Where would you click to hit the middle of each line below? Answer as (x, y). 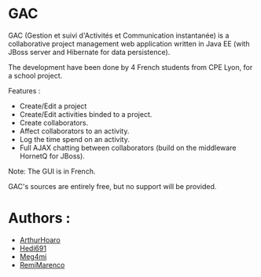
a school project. (35, 75)
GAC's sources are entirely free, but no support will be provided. (112, 186)
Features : (24, 90)
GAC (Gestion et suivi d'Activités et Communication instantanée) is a (119, 35)
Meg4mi (33, 257)
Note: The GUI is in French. (52, 171)
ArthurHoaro (40, 239)
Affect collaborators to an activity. (74, 131)
